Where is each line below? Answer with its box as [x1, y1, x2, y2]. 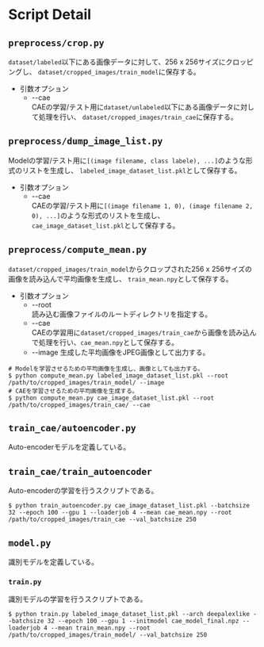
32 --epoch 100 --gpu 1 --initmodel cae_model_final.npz [47, 617, 239, 626]
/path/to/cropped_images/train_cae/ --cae [8, 400, 151, 409]
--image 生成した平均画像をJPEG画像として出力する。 [31, 347, 210, 357]
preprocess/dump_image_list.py [8, 136, 163, 147]
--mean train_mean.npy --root [50, 624, 151, 632]
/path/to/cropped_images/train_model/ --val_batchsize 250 [8, 631, 208, 639]
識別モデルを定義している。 [8, 557, 99, 567]
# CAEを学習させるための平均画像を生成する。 [8, 387, 139, 395]
